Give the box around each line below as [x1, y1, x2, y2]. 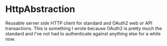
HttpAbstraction [5, 3, 75, 15]
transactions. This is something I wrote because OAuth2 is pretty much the [5, 25, 162, 31]
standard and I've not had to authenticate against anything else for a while [5, 30, 161, 36]
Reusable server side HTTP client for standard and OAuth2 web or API [5, 20, 153, 26]
